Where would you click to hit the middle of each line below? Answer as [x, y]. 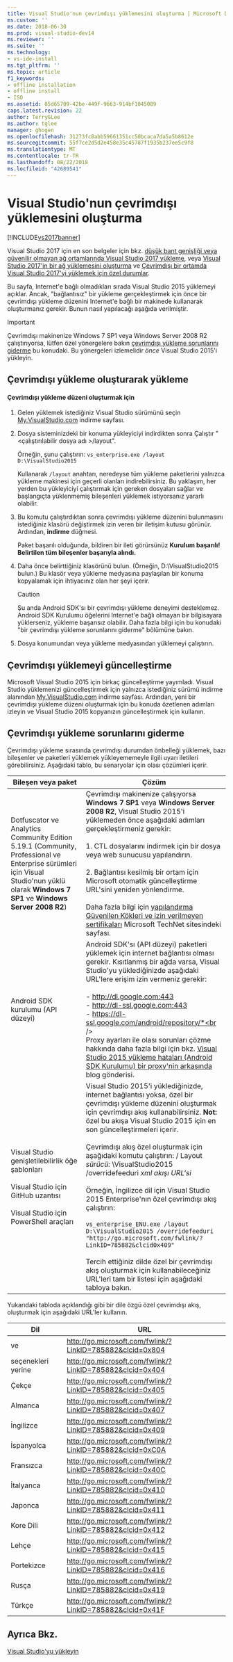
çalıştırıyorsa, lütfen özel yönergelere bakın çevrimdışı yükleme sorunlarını [113, 343]
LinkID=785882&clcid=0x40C [116, 1469]
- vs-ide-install [32, 59]
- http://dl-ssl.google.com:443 [137, 1005]
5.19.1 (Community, [44, 846]
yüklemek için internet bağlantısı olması [150, 953]
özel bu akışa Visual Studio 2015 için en [151, 1120]
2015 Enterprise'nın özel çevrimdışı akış [151, 1199]
